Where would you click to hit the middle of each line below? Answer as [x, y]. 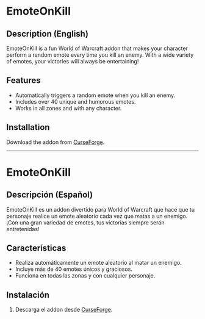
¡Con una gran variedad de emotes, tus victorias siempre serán [85, 222]
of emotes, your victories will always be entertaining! [73, 61]
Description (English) [47, 34]
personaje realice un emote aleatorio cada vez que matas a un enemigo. [97, 216]
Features [23, 81]
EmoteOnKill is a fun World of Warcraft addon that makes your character [97, 48]
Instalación [28, 295]
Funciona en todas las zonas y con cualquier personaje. [85, 276]
